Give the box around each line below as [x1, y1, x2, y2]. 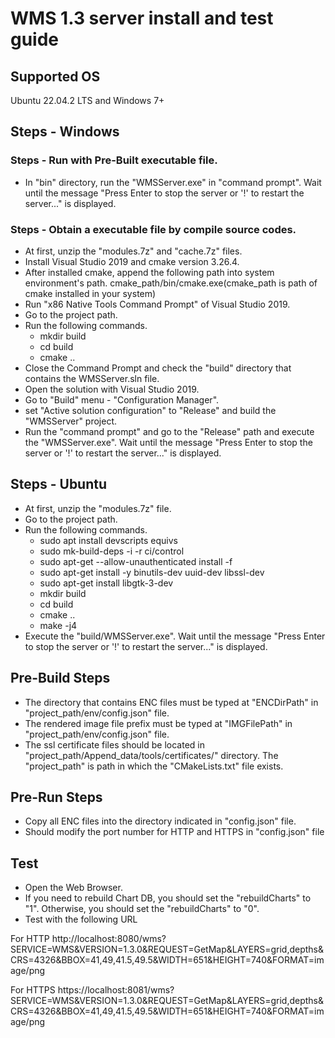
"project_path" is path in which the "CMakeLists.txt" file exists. [24, 760, 284, 772]
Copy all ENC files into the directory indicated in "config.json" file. [24, 815, 297, 827]
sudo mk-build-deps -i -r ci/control [39, 545, 185, 557]
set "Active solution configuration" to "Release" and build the [24, 404, 277, 416]
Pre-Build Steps [10, 670, 111, 687]
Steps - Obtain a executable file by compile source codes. [10, 222, 297, 236]
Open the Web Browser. [24, 882, 123, 894]
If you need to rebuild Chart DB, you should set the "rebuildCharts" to [24, 892, 312, 904]
